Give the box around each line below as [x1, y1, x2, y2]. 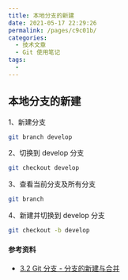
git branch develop [8, 132, 73, 141]
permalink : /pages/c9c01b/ [8, 26, 97, 34]
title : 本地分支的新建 [8, 11, 75, 20]
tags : [8, 56, 26, 64]
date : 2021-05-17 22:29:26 [8, 19, 97, 27]
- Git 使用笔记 [15, 48, 61, 56]
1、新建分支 [8, 117, 46, 127]
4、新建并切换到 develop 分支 [8, 211, 105, 221]
